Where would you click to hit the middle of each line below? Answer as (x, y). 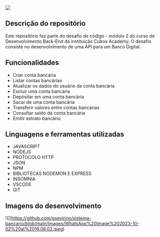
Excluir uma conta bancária (41, 91)
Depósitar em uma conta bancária (48, 96)
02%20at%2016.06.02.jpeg (34, 229)
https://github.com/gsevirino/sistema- (51, 218)
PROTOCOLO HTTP (33, 157)
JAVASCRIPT (26, 147)
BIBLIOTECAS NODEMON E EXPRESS (52, 174)
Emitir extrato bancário (37, 118)
